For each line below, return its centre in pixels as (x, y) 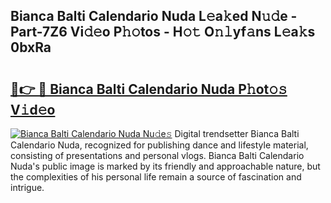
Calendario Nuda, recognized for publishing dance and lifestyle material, (159, 145)
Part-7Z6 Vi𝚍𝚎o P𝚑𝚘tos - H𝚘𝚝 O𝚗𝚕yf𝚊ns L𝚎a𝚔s (163, 32)
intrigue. (27, 187)
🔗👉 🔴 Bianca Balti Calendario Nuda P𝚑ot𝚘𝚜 (149, 89)
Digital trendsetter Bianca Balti (237, 133)
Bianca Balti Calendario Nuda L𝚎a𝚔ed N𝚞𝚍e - (154, 16)
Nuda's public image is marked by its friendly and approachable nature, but (165, 166)
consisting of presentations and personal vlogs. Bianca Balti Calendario (157, 155)
